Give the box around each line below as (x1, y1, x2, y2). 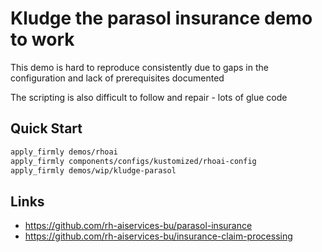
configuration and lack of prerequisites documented (10, 72, 225, 84)
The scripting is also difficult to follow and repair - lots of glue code (10, 91, 288, 103)
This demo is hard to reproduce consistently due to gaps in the (10, 61, 269, 73)
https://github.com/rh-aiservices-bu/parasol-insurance (24, 220, 253, 232)
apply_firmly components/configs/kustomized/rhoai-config (10, 156, 257, 166)
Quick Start (10, 120, 83, 137)
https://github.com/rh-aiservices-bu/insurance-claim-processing (24, 230, 293, 242)
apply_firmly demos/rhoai (10, 147, 118, 157)
